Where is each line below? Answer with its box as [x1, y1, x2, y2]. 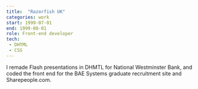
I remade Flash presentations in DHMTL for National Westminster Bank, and [6, 63, 193, 71]
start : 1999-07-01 [6, 20, 52, 26]
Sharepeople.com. [6, 76, 52, 83]
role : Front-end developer [6, 31, 74, 37]
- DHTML [8, 42, 28, 48]
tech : [6, 36, 20, 42]
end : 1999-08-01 [6, 25, 47, 31]
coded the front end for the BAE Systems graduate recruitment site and [6, 69, 182, 77]
